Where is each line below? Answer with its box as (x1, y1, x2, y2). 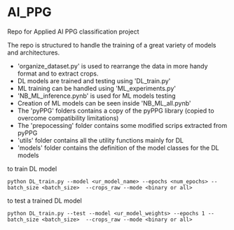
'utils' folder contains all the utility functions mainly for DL (17, 136, 184, 144)
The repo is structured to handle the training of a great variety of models (7, 41, 216, 49)
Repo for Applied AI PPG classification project (7, 27, 139, 36)
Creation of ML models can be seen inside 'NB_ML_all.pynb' (17, 99, 191, 107)
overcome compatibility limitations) (17, 113, 119, 122)
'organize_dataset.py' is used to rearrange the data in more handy (17, 62, 208, 70)
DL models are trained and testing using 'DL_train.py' (17, 76, 171, 85)
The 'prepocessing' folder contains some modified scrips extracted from (17, 121, 228, 129)
